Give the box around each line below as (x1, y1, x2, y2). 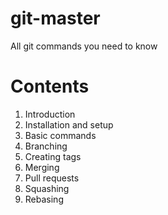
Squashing (24, 182, 70, 194)
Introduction (24, 108, 76, 120)
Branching (24, 140, 68, 152)
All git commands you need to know (10, 40, 158, 52)
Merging (24, 161, 60, 173)
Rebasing (24, 193, 64, 205)
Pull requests (24, 172, 80, 184)
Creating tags (24, 150, 82, 162)
